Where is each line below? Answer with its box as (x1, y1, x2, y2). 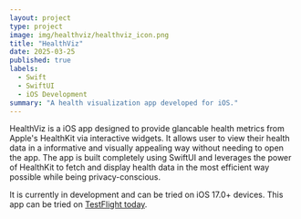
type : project (9, 22, 64, 31)
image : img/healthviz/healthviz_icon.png (9, 30, 170, 39)
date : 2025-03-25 (9, 47, 76, 57)
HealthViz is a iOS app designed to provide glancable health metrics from (9, 123, 285, 134)
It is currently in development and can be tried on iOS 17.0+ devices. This (9, 189, 284, 201)
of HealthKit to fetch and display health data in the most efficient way (9, 162, 270, 173)
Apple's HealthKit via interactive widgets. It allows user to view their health (9, 133, 290, 144)
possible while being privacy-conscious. (9, 172, 161, 182)
